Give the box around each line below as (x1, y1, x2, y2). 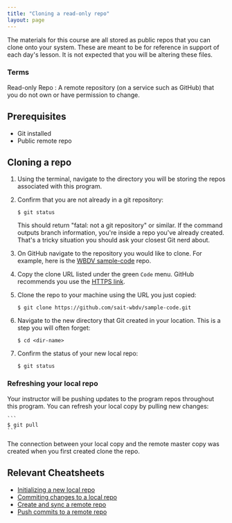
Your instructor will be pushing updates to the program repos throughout (7, 394, 215, 402)
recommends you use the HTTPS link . (17, 278, 126, 286)
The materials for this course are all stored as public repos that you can (7, 35, 211, 44)
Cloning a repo (7, 157, 72, 168)
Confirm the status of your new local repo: (17, 349, 139, 357)
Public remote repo (17, 136, 72, 145)
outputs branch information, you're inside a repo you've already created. (17, 229, 224, 237)
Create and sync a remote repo (17, 500, 107, 508)
